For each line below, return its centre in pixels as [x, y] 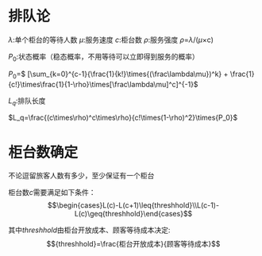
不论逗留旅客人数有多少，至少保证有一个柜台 [81, 176]
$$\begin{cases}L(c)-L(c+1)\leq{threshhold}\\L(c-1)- [133, 205]
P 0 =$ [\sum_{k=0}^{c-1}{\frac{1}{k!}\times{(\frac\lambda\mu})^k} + [118, 75]
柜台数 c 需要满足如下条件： [52, 193]
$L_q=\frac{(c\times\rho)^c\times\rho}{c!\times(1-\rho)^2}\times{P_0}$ [123, 118]
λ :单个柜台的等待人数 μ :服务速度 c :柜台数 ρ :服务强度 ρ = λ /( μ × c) [111, 40]
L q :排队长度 [27, 101]
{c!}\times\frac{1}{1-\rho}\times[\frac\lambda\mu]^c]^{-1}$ [103, 84]
